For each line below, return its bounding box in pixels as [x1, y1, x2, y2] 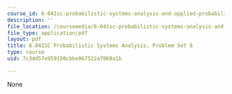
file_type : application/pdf [7, 29, 88, 37]
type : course [7, 49, 45, 56]
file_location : [7, 23, 51, 30]
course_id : [7, 10, 39, 17]
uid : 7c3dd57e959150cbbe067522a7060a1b [7, 55, 122, 62]
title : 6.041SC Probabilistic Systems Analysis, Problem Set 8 [7, 42, 193, 49]
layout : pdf [7, 36, 41, 43]
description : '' [7, 17, 54, 23]
